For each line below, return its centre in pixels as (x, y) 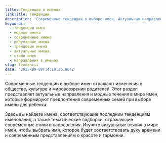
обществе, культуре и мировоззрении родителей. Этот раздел (71, 89)
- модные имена (25, 33)
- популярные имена (30, 42)
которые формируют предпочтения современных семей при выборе (78, 99)
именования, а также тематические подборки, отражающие (69, 119)
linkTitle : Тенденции (27, 14)
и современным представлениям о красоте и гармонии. (65, 135)
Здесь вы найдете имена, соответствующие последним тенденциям (78, 114)
